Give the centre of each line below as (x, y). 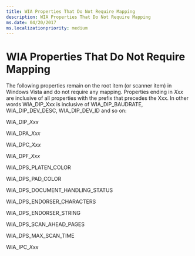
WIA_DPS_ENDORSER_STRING (43, 213)
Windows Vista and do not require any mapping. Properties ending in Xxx (95, 92)
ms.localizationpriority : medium (47, 28)
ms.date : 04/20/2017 (31, 22)
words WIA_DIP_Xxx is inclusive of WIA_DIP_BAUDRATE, (75, 105)
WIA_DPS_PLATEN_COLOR (39, 167)
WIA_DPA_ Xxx (23, 133)
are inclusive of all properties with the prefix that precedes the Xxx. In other (97, 98)
